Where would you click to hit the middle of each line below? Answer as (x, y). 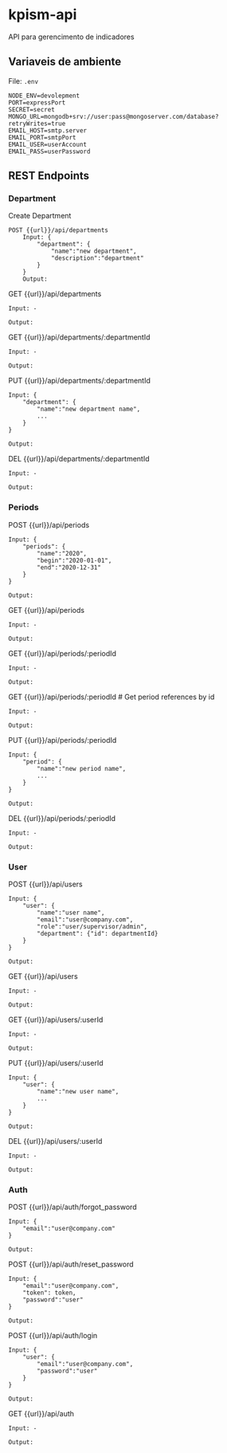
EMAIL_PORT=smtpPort (43, 137)
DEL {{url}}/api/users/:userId (55, 1141)
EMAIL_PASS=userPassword (49, 151)
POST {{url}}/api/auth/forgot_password (72, 1207)
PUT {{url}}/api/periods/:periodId (63, 740)
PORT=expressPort (37, 102)
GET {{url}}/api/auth (41, 1414)
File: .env (23, 81)
